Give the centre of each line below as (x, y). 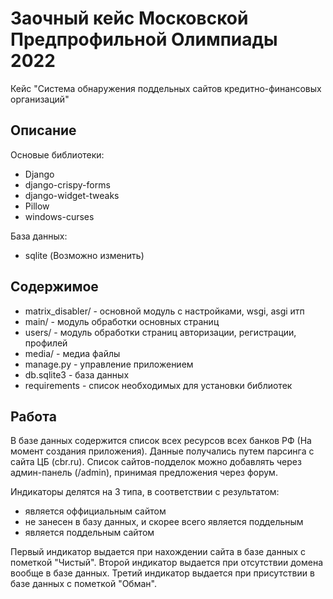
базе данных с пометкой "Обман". (83, 584)
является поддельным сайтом (89, 533)
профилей (46, 343)
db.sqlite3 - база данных (77, 374)
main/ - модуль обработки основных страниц (122, 321)
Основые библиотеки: (57, 154)
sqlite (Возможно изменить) (84, 255)
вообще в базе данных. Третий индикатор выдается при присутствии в (162, 573)
